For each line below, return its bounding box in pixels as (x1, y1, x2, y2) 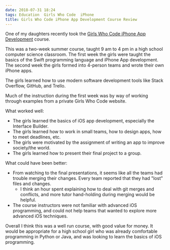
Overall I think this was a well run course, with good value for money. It (5, 223, 153, 229)
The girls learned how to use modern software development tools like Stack (5, 77, 163, 84)
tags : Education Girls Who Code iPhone (5, 12, 94, 17)
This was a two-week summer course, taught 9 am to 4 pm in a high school (5, 46, 163, 52)
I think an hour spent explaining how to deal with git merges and (20, 186, 154, 192)
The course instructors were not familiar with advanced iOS (12, 202, 138, 208)
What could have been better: (5, 160, 67, 166)
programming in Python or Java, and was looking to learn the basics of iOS (5, 234, 162, 240)
